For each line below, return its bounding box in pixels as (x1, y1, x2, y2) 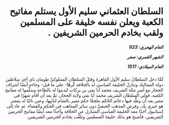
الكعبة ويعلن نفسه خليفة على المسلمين (20, 16, 163, 28)
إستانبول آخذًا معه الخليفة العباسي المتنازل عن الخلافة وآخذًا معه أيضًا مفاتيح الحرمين (8, 108, 163, 114)
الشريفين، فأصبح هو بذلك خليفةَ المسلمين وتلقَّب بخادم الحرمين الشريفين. (26, 114, 163, 120)
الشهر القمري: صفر (127, 53, 163, 59)
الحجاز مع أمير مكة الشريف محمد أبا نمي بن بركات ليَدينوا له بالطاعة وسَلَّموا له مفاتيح (5, 87, 163, 93)
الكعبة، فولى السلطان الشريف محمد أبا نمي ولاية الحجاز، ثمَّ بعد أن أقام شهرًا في (14, 92, 163, 98)
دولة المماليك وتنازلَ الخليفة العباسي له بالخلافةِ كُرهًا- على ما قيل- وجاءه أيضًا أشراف (6, 82, 163, 88)
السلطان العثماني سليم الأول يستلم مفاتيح (9, 6, 163, 17)
